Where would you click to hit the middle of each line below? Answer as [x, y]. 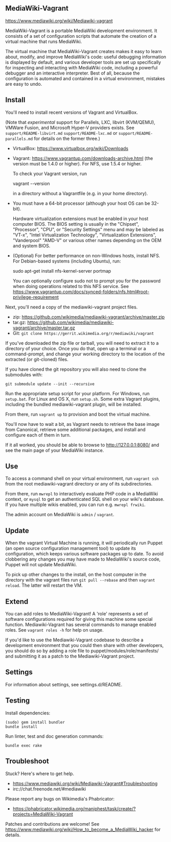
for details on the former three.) [67, 138]
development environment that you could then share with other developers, [84, 645]
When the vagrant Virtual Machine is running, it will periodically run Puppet [84, 543]
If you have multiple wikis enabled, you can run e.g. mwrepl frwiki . [76, 504]
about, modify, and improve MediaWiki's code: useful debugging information [86, 57]
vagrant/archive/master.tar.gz [44, 328]
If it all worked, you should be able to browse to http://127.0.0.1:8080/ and [82, 445]
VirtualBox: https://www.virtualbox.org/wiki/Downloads [70, 148]
